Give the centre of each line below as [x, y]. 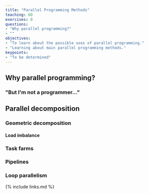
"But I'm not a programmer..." [43, 92]
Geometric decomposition [38, 123]
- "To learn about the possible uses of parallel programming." [75, 43]
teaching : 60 [19, 15]
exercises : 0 [19, 19]
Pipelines [17, 162]
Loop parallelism [26, 176]
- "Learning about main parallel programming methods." [66, 48]
